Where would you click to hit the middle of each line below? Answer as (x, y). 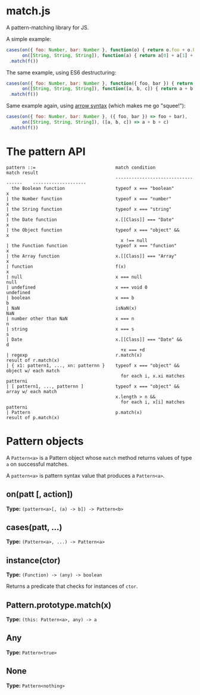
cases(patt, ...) (34, 527)
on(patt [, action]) (40, 495)
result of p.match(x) (33, 417)
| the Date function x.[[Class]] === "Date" (90, 219)
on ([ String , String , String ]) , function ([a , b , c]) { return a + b (107, 89)
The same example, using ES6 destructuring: (61, 72)
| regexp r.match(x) (74, 355)
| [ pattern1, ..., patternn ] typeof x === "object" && (93, 386)
